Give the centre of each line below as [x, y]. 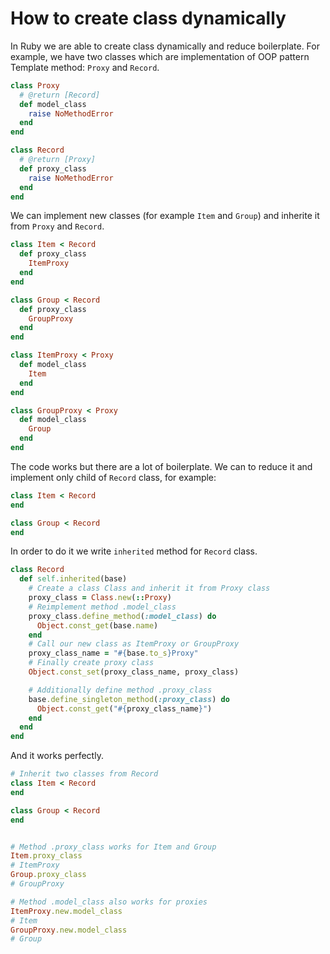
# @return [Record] [60, 95]
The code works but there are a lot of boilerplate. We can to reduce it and [161, 466]
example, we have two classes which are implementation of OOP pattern [160, 56]
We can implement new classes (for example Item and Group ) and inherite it [165, 216]
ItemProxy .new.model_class [66, 911]
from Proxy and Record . [57, 226]
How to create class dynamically [148, 18]
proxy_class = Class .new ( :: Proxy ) [100, 598]
